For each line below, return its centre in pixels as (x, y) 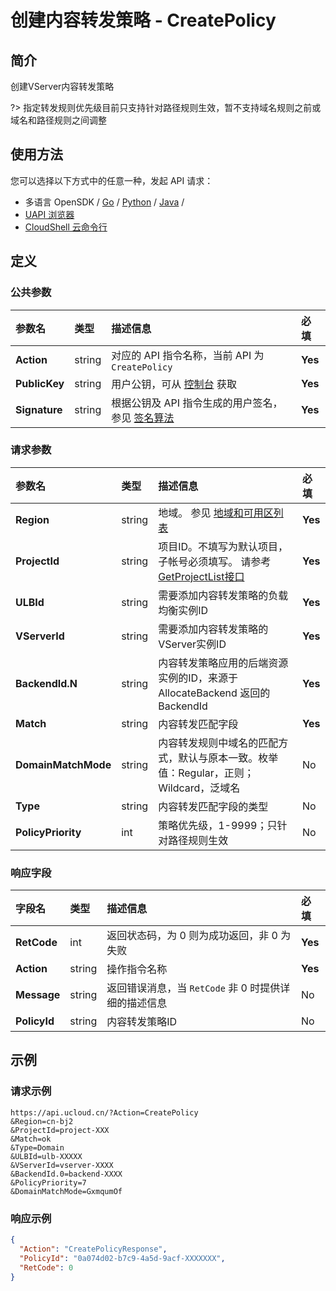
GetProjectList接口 (201, 576)
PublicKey (40, 383)
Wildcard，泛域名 (199, 788)
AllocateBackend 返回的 (214, 693)
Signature (39, 409)
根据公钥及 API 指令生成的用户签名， (197, 403)
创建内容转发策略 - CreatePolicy (143, 20)
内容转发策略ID (142, 1022)
